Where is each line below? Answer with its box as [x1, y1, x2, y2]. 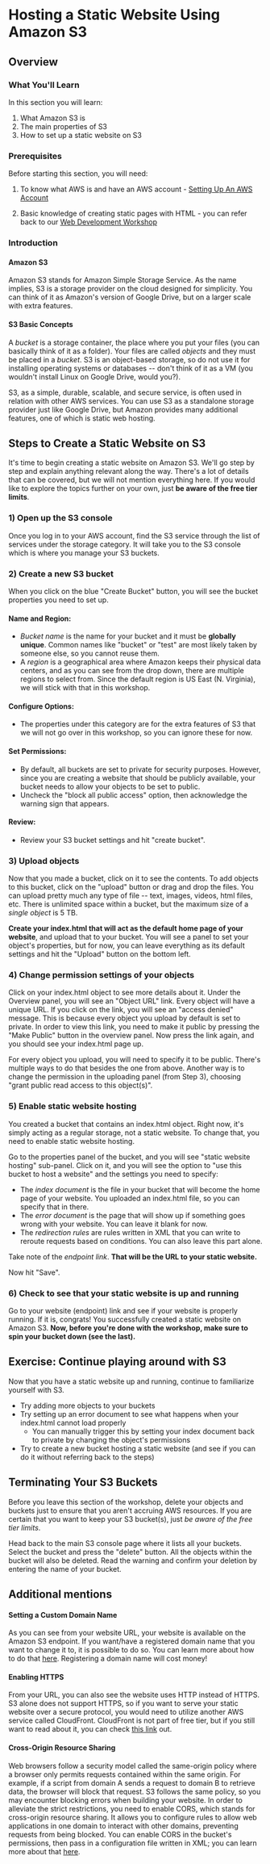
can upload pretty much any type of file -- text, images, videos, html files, [8, 890, 253, 901]
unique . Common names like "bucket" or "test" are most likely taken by [19, 640, 258, 650]
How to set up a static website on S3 [19, 130, 143, 140]
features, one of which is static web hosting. [8, 413, 156, 423]
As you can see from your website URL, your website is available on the [8, 1628, 247, 1638]
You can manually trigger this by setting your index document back [31, 1426, 255, 1436]
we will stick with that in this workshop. [19, 683, 151, 693]
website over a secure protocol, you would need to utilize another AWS [8, 1707, 244, 1717]
